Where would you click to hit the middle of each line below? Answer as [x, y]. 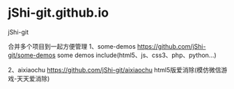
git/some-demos [32, 55]
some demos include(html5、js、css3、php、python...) [136, 55]
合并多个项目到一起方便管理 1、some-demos [72, 46]
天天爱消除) [33, 79]
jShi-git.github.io [58, 13]
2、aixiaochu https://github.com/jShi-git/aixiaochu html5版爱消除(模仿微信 [115, 70]
